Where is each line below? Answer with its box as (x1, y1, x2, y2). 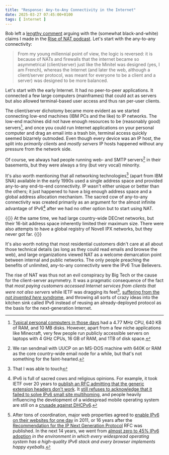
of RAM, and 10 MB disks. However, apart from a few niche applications (12, 325, 161, 331)
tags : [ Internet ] (5, 17, 46, 22)
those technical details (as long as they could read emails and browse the (5, 246, 157, 252)
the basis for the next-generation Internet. (5, 305, 92, 311)
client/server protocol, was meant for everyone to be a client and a (17, 72, 156, 78)
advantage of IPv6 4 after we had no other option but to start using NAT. (5, 205, 153, 211)
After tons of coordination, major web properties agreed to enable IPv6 (12, 412, 159, 418)
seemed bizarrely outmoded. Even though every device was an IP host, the (5, 135, 161, 141)
